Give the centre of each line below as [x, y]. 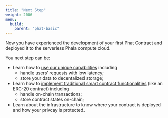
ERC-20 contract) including [41, 89]
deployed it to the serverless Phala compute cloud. [58, 48]
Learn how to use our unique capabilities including [65, 68]
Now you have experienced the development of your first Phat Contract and [84, 43]
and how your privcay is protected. [49, 110]
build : [17, 24]
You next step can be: [28, 58]
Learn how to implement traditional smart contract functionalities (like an [88, 84]
